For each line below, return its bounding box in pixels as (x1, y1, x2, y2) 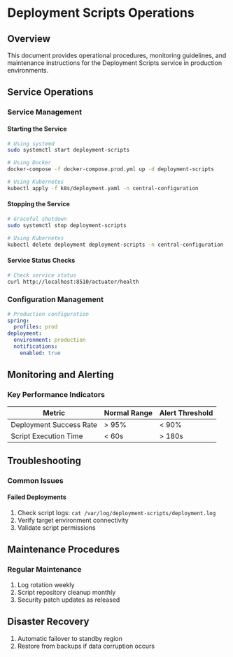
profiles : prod (13, 324, 58, 331)
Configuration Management (7, 295, 104, 305)
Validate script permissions (17, 524, 96, 532)
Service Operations (7, 86, 94, 99)
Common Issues (7, 475, 64, 485)
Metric (43, 407, 65, 417)
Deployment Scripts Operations (7, 5, 195, 21)
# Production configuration (7, 310, 90, 317)
